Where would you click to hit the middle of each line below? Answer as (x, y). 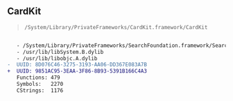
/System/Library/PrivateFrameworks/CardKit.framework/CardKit (116, 27)
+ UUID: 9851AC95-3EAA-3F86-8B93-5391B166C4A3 (77, 71)
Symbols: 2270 (40, 84)
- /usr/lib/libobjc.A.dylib (57, 58)
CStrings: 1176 (40, 90)
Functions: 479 (38, 78)
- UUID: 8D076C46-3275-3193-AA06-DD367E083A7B (77, 65)
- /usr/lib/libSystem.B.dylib (60, 52)
